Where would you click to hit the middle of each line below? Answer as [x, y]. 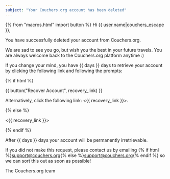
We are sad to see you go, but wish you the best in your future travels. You [84, 50]
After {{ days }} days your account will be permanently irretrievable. [77, 140]
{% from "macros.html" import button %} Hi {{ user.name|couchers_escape [85, 25]
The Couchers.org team [30, 171]
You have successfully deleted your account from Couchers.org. [73, 40]
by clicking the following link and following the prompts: [64, 71]
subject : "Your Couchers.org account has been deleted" [66, 10]
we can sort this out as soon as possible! [48, 161]
